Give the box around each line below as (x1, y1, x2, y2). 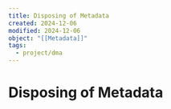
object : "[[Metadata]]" (8, 34, 88, 42)
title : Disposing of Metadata (8, 11, 110, 20)
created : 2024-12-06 (8, 19, 78, 27)
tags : (8, 42, 26, 50)
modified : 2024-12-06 (8, 26, 81, 34)
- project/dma (15, 49, 63, 57)
